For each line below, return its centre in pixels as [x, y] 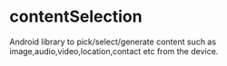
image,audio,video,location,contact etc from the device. [114, 51]
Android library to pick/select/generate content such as [113, 42]
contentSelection [76, 17]
